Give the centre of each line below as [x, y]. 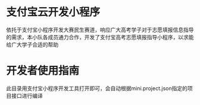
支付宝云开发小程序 [53, 12]
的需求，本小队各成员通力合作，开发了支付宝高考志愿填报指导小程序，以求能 [100, 37]
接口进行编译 [27, 96]
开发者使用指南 [43, 71]
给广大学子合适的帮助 [32, 44]
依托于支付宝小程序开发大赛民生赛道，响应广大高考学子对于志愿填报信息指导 [100, 30]
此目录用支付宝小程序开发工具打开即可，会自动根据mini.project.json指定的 [97, 88]
